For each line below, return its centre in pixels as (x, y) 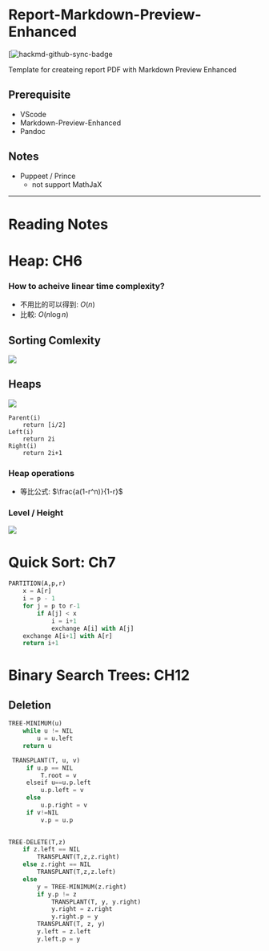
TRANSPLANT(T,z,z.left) (76, 872)
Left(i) (21, 432)
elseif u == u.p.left (58, 783)
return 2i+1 (42, 453)
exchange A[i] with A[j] (92, 628)
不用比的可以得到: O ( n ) (57, 305)
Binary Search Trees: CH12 (99, 675)
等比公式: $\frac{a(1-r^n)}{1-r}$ (71, 492)
